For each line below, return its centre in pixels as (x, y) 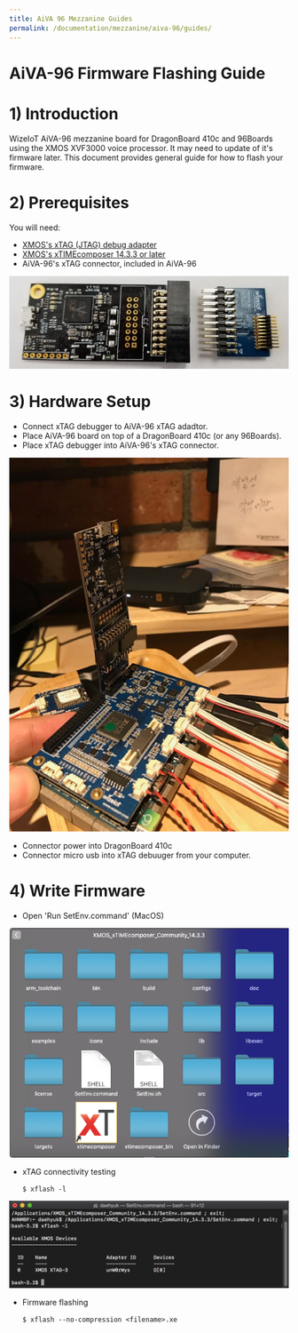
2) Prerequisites (70, 202)
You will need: (35, 227)
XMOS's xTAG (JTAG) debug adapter (89, 244)
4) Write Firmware (78, 891)
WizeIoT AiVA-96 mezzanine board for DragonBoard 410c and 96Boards (141, 139)
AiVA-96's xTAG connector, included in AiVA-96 (109, 263)
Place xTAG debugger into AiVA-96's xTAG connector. (120, 445)
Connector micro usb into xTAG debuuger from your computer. (136, 855)
